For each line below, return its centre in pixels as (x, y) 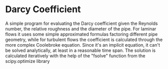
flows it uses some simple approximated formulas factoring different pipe (81, 34)
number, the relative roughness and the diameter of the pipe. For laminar (81, 28)
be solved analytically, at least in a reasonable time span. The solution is (80, 50)
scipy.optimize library (28, 61)
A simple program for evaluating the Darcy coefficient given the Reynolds (81, 23)
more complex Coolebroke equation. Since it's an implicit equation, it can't (83, 45)
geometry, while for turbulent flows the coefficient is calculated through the (84, 40)
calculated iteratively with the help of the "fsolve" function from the (75, 56)
